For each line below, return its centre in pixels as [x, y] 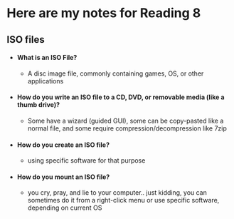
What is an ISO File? [47, 58]
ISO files [26, 40]
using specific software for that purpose [86, 161]
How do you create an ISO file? [63, 145]
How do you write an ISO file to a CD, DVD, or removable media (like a [121, 97]
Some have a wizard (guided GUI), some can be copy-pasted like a [126, 121]
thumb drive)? [38, 105]
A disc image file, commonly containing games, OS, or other [116, 73]
